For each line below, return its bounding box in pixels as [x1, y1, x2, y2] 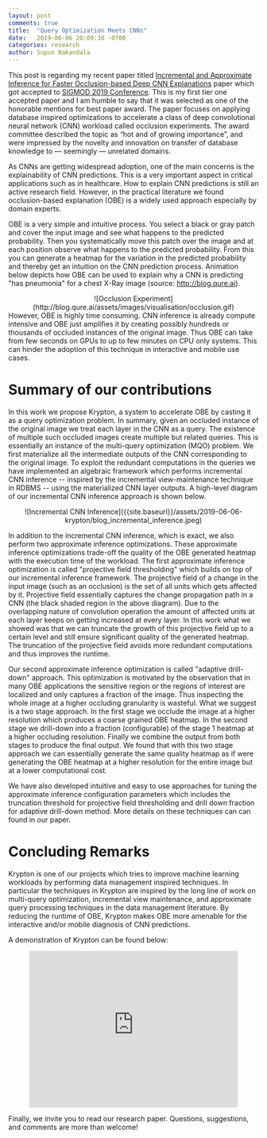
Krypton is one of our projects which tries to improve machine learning [8, 869, 240, 878]
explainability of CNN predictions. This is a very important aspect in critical [8, 170, 253, 180]
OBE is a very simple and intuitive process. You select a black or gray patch [8, 219, 256, 229]
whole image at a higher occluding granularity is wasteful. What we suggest [8, 698, 257, 707]
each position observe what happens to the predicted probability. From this [8, 245, 254, 254]
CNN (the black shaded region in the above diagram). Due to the [8, 598, 219, 608]
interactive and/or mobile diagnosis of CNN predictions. [8, 919, 191, 929]
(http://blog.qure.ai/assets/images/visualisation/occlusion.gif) [33, 303, 234, 312]
